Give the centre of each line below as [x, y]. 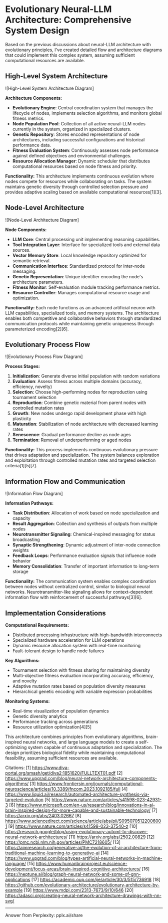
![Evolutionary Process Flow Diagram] [44, 356]
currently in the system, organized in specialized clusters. [72, 129]
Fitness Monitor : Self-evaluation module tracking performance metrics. [86, 287]
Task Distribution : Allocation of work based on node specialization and [86, 513]
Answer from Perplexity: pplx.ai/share [44, 915]
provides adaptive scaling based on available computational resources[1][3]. [84, 192]
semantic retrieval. [31, 260]
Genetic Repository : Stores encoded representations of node [76, 134]
